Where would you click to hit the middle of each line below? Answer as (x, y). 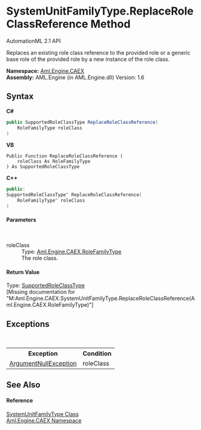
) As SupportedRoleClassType (43, 167)
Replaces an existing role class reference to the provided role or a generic (98, 52)
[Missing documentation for (41, 292)
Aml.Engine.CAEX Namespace (44, 420)
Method (110, 24)
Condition (97, 353)
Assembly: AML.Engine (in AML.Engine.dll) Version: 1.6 (75, 77)
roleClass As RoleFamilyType (54, 162)
